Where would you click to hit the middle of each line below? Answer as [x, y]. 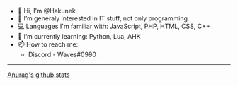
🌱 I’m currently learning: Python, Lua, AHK [79, 36]
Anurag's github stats [39, 75]
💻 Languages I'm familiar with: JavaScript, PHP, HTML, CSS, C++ [114, 26]
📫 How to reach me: [48, 44]
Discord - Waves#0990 [62, 54]
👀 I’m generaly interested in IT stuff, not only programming [102, 18]
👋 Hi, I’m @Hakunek [46, 11]
